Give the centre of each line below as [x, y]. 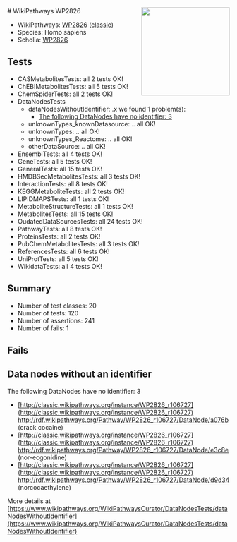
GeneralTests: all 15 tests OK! [60, 169]
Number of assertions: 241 [56, 320]
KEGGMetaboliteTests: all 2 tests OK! [71, 191]
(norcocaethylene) [44, 487]
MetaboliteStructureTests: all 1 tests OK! [75, 206]
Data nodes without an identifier [80, 374]
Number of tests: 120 [48, 313]
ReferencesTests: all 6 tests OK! [64, 251]
